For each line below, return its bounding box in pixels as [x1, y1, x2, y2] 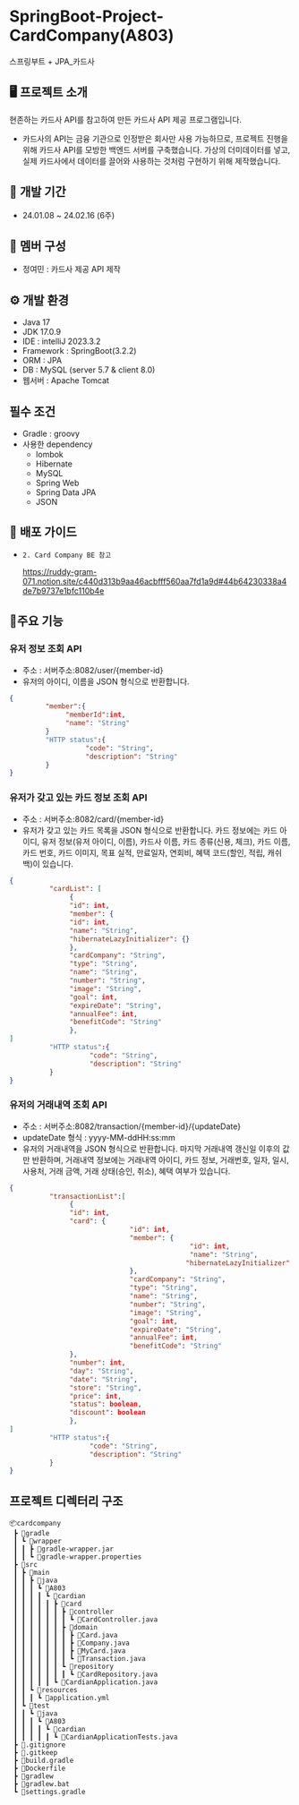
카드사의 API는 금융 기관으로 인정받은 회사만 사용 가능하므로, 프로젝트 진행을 [21, 133, 288, 144]
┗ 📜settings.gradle [13, 1788, 87, 1797]
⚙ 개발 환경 [9, 293, 70, 308]
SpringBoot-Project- [9, 6, 164, 27]
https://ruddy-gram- [21, 566, 98, 577]
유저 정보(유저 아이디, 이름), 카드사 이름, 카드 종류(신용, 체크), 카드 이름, [41, 835, 291, 847]
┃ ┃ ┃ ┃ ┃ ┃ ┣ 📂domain [13, 1623, 98, 1632]
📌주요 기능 [9, 613, 64, 629]
